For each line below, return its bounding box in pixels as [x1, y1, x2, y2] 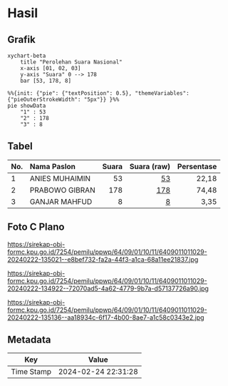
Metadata [7, 334, 51, 346]
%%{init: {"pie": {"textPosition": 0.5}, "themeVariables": [7, 90, 190, 97]
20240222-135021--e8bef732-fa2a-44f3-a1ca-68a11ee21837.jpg [7, 255, 199, 263]
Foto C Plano [7, 221, 65, 233]
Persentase [177, 161, 217, 171]
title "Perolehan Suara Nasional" [20, 59, 123, 66]
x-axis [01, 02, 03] [20, 65, 81, 72]
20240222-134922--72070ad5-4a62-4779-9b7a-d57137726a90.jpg [7, 284, 209, 293]
